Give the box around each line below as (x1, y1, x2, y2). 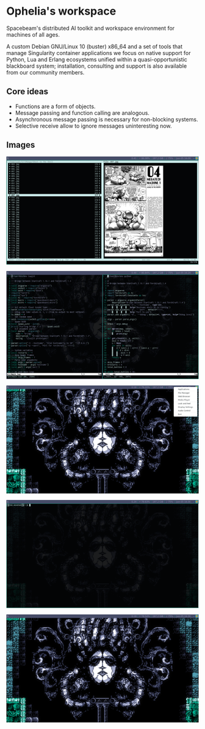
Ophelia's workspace (6, 4, 117, 18)
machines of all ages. (6, 31, 60, 38)
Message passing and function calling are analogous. (15, 109, 149, 117)
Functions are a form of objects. (15, 103, 96, 110)
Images (6, 140, 35, 150)
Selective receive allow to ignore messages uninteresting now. (15, 122, 172, 129)
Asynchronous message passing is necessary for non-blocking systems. (15, 115, 198, 123)
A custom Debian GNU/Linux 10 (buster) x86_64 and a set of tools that (6, 43, 183, 50)
